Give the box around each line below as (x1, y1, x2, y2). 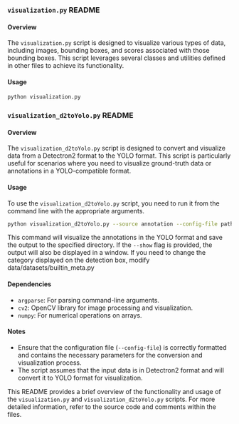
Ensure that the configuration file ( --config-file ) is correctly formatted (17, 343, 227, 351)
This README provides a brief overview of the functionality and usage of (7, 387, 222, 395)
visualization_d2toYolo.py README (7, 111, 134, 121)
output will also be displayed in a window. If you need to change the (7, 248, 206, 257)
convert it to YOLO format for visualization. (17, 373, 144, 382)
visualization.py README (7, 5, 100, 15)
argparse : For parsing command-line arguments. (17, 296, 160, 304)
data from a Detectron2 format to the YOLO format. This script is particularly (7, 151, 231, 160)
